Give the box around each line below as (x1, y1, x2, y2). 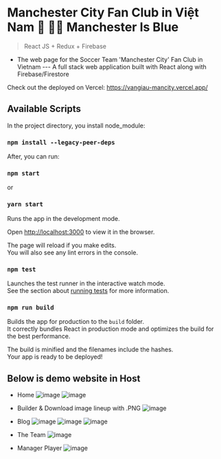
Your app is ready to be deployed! (7, 353, 103, 361)
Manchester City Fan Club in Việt (7, 5, 199, 21)
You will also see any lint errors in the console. (7, 248, 139, 257)
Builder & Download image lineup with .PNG (16, 404, 141, 412)
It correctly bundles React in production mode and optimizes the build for (7, 325, 214, 333)
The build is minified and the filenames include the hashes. (7, 345, 174, 354)
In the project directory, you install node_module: (7, 121, 146, 130)
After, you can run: (7, 152, 60, 161)
